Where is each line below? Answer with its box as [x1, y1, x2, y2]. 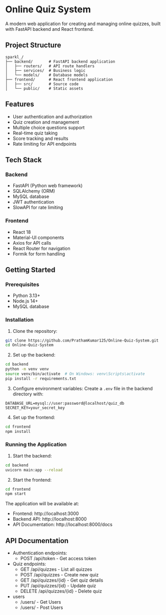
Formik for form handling [12, 250, 65, 257]
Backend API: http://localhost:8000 [12, 516, 87, 522]
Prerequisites [5, 281, 39, 288]
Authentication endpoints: [12, 550, 67, 556]
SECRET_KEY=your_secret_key [5, 405, 65, 410]
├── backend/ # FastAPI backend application [5, 59, 115, 64]
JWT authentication [12, 199, 55, 205]
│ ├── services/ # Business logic [5, 68, 86, 73]
